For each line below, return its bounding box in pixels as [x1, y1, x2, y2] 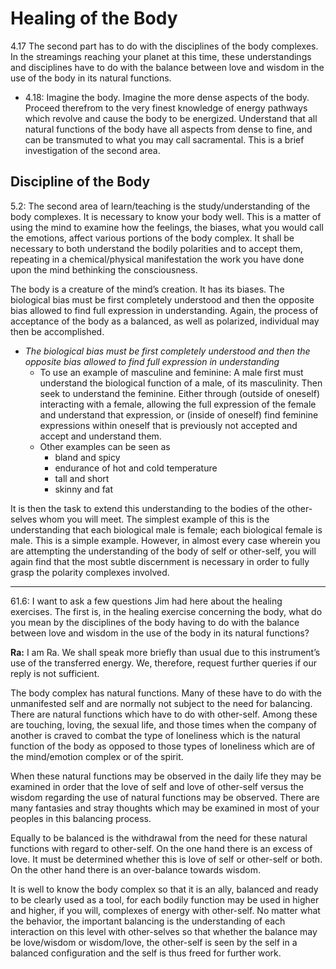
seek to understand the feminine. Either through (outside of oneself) [39, 387, 321, 399]
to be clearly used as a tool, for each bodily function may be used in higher [10, 893, 320, 906]
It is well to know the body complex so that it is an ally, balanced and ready [10, 883, 319, 895]
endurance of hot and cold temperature [54, 462, 218, 474]
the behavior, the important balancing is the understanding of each [10, 915, 286, 927]
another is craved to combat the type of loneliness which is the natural [10, 729, 301, 741]
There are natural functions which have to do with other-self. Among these [10, 708, 318, 720]
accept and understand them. [39, 430, 162, 442]
